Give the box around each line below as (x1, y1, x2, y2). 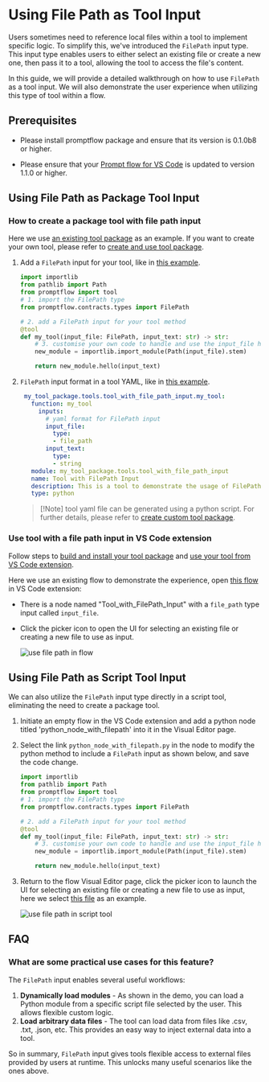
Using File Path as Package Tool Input (8, 191, 200, 205)
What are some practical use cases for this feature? (8, 957, 214, 968)
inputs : (38, 407, 64, 415)
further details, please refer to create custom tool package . (39, 512, 235, 522)
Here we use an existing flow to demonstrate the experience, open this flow (8, 575, 259, 585)
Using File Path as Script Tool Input (8, 671, 186, 685)
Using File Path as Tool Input (8, 6, 202, 24)
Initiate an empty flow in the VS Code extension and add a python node (19, 716, 256, 726)
